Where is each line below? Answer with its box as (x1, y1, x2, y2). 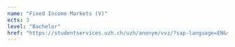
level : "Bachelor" (7, 23, 61, 30)
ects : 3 (7, 17, 30, 23)
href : (7, 29, 23, 37)
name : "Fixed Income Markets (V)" (7, 10, 108, 17)
